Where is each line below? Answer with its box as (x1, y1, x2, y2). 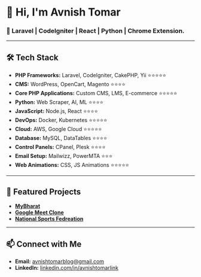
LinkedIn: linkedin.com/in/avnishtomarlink (14, 264, 118, 271)
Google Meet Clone (14, 209, 64, 216)
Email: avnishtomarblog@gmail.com (14, 257, 105, 265)
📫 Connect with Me (6, 239, 82, 249)
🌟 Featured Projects (6, 187, 81, 197)
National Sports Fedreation (14, 215, 84, 223)
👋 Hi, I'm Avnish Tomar (6, 5, 121, 19)
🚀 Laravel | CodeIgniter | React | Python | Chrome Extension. (6, 27, 185, 35)
